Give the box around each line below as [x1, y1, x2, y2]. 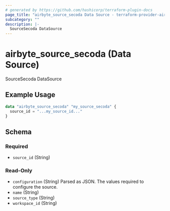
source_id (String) [12, 155, 51, 161]
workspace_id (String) [12, 200, 57, 206]
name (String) [12, 189, 39, 196]
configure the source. [12, 184, 58, 190]
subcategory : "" [5, 17, 39, 22]
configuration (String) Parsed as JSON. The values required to [12, 178, 144, 185]
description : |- [5, 21, 39, 27]
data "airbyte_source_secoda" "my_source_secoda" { [5, 104, 116, 109]
